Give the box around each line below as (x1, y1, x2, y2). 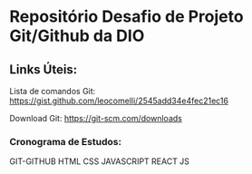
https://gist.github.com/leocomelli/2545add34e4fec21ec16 (9, 95, 229, 106)
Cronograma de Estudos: (9, 135, 122, 148)
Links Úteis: (9, 62, 78, 77)
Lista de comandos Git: (9, 86, 96, 96)
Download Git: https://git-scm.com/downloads (9, 113, 183, 123)
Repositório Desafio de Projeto (9, 6, 244, 27)
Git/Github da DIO (9, 25, 145, 46)
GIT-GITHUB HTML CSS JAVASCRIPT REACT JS (9, 156, 190, 167)
